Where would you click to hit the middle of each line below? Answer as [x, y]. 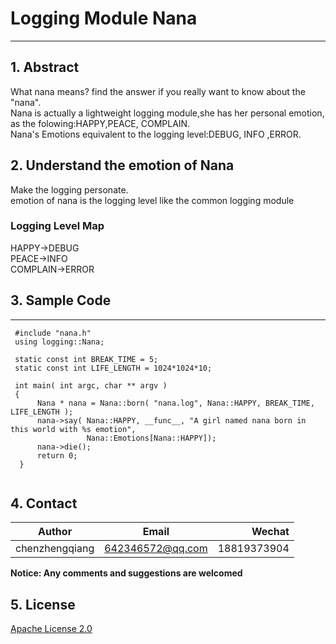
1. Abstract [45, 67]
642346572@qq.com [156, 549]
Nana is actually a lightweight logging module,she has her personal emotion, [167, 113]
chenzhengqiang [55, 549]
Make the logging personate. [69, 189]
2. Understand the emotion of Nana [122, 165]
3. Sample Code [61, 300]
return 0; [57, 455]
